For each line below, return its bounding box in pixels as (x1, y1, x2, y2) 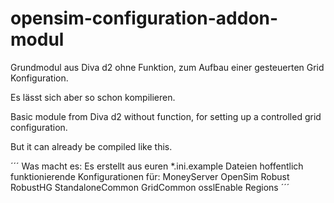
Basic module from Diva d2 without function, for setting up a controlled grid (10, 110, 322, 122)
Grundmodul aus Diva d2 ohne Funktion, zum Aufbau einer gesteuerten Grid (10, 61, 325, 73)
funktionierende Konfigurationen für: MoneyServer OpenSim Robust (10, 170, 290, 182)
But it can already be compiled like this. (10, 140, 173, 152)
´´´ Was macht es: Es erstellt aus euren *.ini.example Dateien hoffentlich (10, 160, 304, 172)
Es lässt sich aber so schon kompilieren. (10, 91, 176, 103)
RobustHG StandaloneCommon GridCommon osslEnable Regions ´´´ (10, 181, 290, 193)
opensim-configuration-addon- (10, 7, 279, 30)
